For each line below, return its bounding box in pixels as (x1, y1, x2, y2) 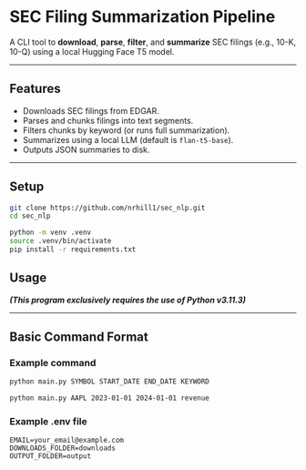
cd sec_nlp (9, 211, 51, 220)
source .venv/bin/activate (9, 237, 112, 246)
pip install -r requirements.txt (9, 245, 137, 254)
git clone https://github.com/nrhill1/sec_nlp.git (9, 203, 206, 212)
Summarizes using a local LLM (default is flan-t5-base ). (22, 134, 234, 145)
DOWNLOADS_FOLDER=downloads (9, 444, 117, 453)
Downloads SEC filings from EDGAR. (22, 105, 159, 116)
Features (9, 81, 61, 97)
